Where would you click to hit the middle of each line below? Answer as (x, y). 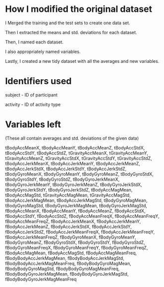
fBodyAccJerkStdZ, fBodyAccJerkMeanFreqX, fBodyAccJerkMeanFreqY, (80, 232)
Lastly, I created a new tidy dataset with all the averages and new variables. (82, 61)
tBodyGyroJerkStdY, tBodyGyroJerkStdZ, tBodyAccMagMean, (69, 190)
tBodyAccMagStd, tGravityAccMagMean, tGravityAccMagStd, (68, 195)
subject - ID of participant (31, 95)
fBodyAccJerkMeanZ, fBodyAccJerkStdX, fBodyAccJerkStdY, (69, 227)
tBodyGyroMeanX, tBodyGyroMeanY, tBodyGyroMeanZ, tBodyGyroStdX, (79, 174)
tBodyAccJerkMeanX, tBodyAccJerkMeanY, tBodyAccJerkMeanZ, (73, 163)
